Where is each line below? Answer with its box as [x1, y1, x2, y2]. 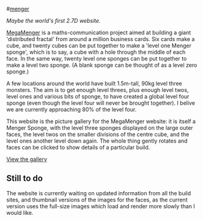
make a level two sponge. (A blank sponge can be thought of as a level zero [6, 61, 197, 69]
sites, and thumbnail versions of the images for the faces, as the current [6, 196, 188, 203]
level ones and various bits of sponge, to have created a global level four [6, 93, 190, 100]
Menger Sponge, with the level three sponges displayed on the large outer [6, 124, 194, 131]
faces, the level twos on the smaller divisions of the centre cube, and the [6, 131, 190, 138]
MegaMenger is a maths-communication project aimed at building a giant [6, 29, 191, 36]
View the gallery [6, 155, 48, 163]
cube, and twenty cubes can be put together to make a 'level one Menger [6, 42, 191, 49]
